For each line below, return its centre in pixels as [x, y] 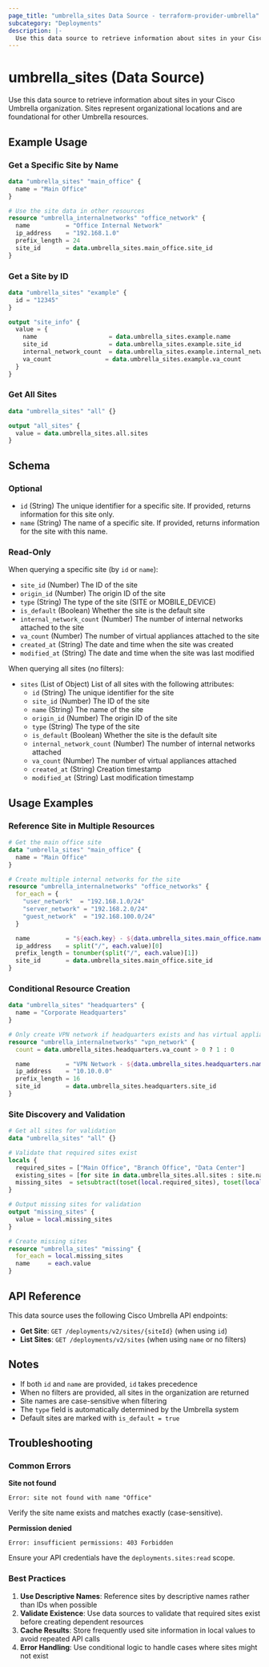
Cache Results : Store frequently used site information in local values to [138, 1630]
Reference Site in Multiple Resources [82, 826]
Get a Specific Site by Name [63, 165]
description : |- [35, 30]
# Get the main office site [55, 843]
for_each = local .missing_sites [70, 1256]
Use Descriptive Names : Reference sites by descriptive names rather [134, 1596]
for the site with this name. [64, 532]
